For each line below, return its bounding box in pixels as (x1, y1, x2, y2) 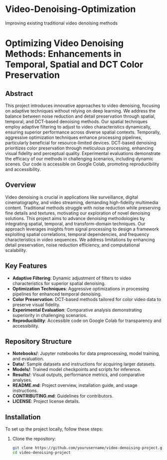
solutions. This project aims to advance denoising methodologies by (5, 215, 146, 221)
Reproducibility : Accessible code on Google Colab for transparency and (12, 317, 162, 323)
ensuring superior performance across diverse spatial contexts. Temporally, (5, 129, 161, 135)
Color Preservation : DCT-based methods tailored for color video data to (12, 296, 161, 302)
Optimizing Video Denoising (5, 37, 124, 49)
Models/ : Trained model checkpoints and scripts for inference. (12, 366, 142, 372)
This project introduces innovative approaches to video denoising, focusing (5, 102, 161, 108)
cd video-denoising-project (12, 450, 71, 455)
